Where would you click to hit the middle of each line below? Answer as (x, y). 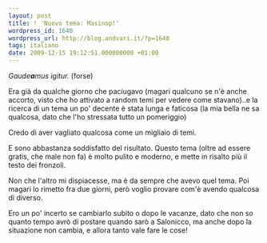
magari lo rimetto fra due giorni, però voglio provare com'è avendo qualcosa (134, 189)
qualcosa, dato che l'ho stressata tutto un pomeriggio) (98, 117)
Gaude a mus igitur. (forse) (51, 76)
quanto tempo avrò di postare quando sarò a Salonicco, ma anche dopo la (130, 222)
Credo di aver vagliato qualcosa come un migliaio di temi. (103, 132)
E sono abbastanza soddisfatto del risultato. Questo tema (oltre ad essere (130, 148)
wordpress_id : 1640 (41, 30)
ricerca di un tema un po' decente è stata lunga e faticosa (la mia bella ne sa (134, 108)
